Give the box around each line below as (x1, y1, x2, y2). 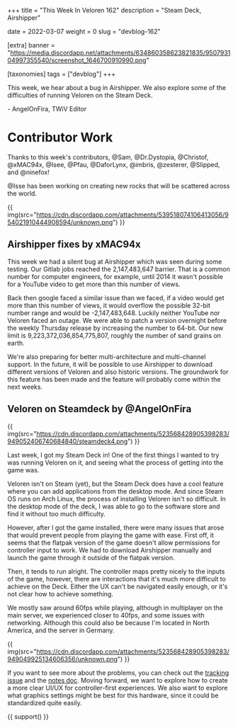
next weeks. (7, 382, 43, 391)
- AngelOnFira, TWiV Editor (7, 105, 87, 113)
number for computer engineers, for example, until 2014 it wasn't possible (7, 272, 223, 280)
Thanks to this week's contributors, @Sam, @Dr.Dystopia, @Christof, (7, 152, 209, 161)
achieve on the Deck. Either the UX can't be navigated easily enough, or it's (7, 582, 228, 591)
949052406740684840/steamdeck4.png (7, 437, 128, 445)
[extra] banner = (7, 41, 55, 49)
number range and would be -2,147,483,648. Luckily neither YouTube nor (7, 308, 220, 317)
